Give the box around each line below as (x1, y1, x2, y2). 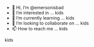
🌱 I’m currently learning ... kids (11, 15, 75, 21)
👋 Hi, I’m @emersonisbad (11, 5, 64, 10)
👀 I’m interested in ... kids (11, 10, 64, 16)
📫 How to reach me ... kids (11, 26, 68, 31)
